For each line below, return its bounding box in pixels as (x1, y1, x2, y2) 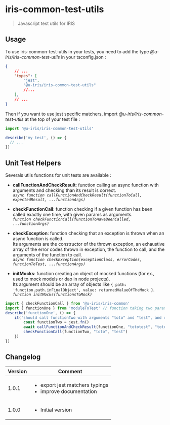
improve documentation (40, 387, 97, 395)
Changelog (5, 353, 41, 362)
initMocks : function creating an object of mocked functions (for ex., (12, 270, 155, 276)
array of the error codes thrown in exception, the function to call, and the (12, 246, 165, 252)
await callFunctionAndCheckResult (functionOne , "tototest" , (23, 324, 153, 330)
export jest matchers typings (40, 381, 109, 388)
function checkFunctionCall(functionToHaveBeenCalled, (12, 217, 131, 222)
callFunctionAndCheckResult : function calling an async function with (12, 182, 159, 188)
